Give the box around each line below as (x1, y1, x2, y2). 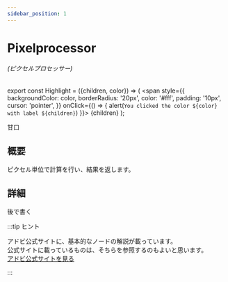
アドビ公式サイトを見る (7, 254, 74, 263)
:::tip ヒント (7, 222, 40, 230)
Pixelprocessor (7, 40, 97, 56)
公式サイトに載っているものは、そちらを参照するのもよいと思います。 (7, 245, 207, 254)
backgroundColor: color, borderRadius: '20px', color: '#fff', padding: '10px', (7, 94, 221, 102)
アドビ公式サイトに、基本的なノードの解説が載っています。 (7, 237, 177, 245)
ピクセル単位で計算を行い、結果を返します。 (7, 165, 135, 173)
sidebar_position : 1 (7, 10, 67, 17)
